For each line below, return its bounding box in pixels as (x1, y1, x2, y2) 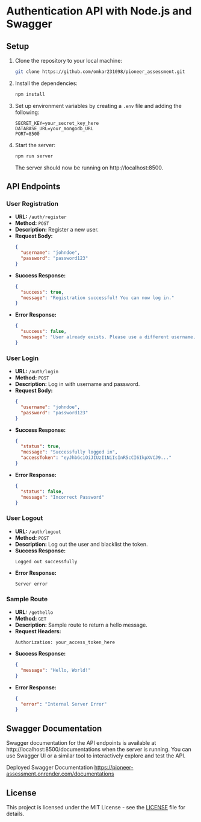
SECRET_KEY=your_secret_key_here (14, 120, 99, 126)
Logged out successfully (14, 558, 78, 564)
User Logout (6, 514, 43, 522)
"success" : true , (20, 289, 64, 295)
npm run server (14, 153, 54, 159)
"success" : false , (20, 329, 67, 335)
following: (14, 109, 40, 116)
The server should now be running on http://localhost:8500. (14, 164, 164, 171)
